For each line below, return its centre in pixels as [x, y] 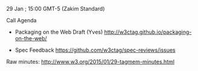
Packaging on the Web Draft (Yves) [59, 32]
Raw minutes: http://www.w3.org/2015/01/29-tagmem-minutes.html [91, 62]
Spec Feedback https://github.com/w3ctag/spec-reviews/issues [95, 50]
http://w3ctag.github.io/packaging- [148, 32]
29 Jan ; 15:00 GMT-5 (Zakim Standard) [56, 9]
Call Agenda [21, 20]
